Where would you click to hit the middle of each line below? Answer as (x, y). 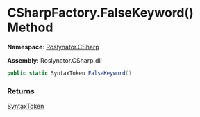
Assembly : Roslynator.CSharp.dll (55, 60)
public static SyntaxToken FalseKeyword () (69, 73)
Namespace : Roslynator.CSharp (53, 47)
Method (30, 28)
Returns (21, 91)
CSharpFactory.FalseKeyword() (101, 13)
